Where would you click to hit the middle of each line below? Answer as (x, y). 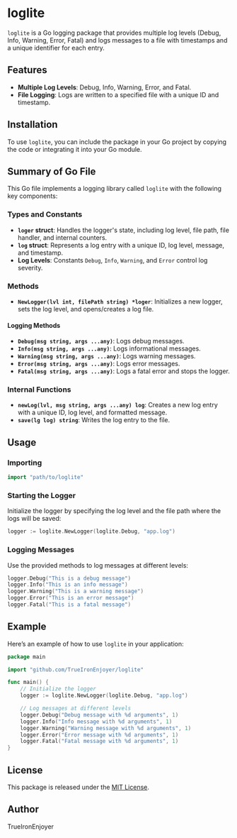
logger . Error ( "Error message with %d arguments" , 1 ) (99, 735)
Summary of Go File (52, 171)
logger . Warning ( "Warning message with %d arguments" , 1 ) (106, 728)
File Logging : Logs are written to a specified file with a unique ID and (118, 94)
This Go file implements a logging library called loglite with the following (114, 189)
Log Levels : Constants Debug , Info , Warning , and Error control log (112, 260)
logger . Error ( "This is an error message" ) (71, 598)
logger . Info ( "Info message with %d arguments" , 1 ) (96, 722)
